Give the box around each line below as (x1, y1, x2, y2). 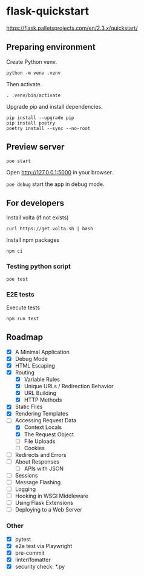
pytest (15, 535, 31, 543)
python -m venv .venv (6, 70, 61, 76)
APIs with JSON (24, 465, 64, 472)
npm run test (6, 315, 39, 321)
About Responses (15, 458, 59, 465)
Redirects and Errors (15, 451, 67, 458)
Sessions (15, 471, 38, 479)
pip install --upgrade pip (6, 114, 74, 121)
